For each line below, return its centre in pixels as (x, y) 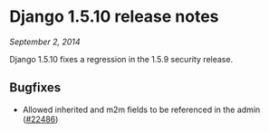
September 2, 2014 (45, 42)
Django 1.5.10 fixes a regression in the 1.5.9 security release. (121, 59)
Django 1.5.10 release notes (114, 17)
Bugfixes (35, 88)
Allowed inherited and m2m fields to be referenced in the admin (141, 109)
